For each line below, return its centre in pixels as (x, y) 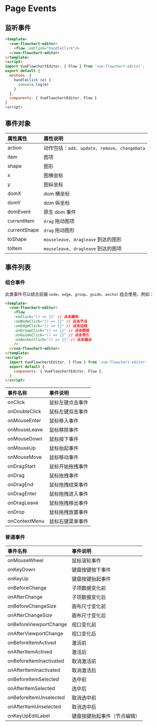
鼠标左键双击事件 (69, 412)
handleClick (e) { (32, 80)
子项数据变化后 (89, 597)
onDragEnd (20, 485)
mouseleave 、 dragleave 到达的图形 (83, 239)
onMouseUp (22, 448)
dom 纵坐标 (57, 203)
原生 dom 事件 (60, 212)
